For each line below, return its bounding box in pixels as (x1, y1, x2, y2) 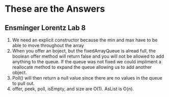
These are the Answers (5, 3, 105, 15)
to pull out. (12, 80, 35, 86)
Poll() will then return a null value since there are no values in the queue (12, 75, 162, 81)
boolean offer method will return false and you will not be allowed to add (12, 53, 164, 59)
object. (12, 69, 27, 76)
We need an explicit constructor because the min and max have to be (12, 37, 158, 43)
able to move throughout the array (12, 42, 84, 48)
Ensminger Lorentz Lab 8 (5, 23, 86, 32)
